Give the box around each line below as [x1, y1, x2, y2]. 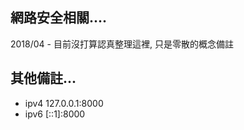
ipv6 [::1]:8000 [24, 108, 86, 120]
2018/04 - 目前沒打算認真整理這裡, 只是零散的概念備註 [10, 38, 234, 50]
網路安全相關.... [10, 9, 108, 27]
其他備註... [10, 70, 77, 87]
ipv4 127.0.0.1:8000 [24, 97, 104, 109]
